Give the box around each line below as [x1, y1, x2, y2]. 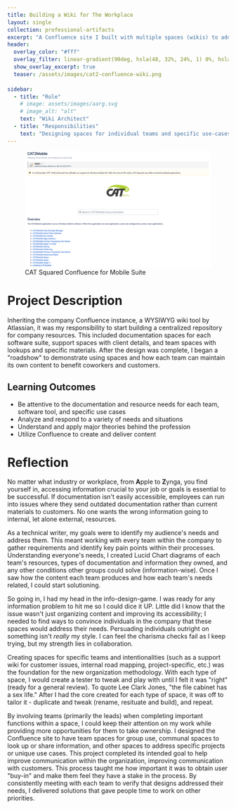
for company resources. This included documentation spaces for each [7, 331, 211, 339]
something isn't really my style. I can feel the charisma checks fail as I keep [7, 632, 226, 641]
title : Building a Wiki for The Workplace [7, 11, 133, 18]
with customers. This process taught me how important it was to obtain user [7, 764, 228, 772]
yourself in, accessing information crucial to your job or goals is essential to [7, 485, 226, 494]
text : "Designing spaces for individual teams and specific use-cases [20, 130, 231, 137]
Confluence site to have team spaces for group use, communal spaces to [7, 734, 220, 743]
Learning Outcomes [7, 381, 96, 394]
